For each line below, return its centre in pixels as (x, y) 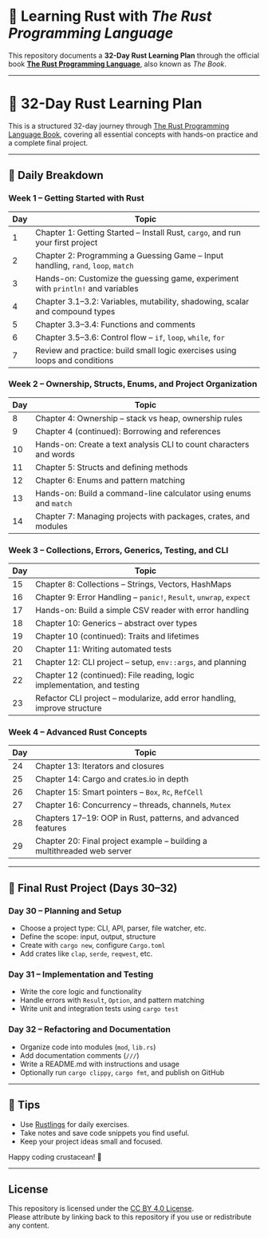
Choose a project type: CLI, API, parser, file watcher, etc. (113, 928)
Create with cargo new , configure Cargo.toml (93, 945)
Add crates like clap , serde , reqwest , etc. (86, 953)
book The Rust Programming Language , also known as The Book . (118, 64)
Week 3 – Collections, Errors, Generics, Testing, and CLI (118, 550)
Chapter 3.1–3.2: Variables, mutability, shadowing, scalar (142, 301)
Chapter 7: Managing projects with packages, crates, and (143, 516)
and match (54, 503)
